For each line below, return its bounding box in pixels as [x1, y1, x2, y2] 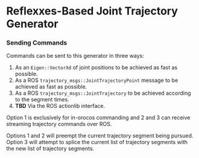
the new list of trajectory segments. [6, 145, 95, 152]
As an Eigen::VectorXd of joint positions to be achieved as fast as [14, 64, 178, 71]
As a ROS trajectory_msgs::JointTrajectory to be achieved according [14, 89, 191, 97]
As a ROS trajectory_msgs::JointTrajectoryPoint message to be [14, 77, 178, 84]
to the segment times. [14, 96, 69, 103]
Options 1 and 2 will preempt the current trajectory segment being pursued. [6, 132, 194, 139]
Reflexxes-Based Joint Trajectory [6, 4, 178, 18]
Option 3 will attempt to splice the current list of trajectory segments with [6, 139, 188, 146]
